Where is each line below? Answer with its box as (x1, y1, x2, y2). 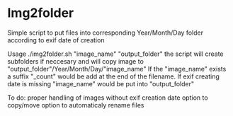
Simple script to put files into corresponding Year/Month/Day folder (7, 28, 204, 37)
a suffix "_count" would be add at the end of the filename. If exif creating (7, 72, 220, 81)
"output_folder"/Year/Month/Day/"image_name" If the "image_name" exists (7, 64, 227, 73)
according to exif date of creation (7, 35, 105, 44)
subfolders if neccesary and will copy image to (7, 57, 144, 65)
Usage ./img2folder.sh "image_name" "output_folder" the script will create (7, 50, 224, 58)
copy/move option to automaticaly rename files (7, 100, 144, 109)
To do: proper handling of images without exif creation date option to (7, 93, 208, 102)
